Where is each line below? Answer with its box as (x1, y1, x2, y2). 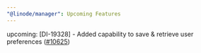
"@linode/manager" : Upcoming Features (6, 10, 121, 18)
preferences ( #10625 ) (6, 37, 70, 46)
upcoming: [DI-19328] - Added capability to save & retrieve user (6, 30, 194, 38)
